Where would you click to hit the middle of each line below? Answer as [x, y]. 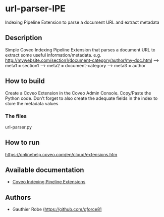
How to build [25, 81]
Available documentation [45, 170]
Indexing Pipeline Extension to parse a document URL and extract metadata [82, 22]
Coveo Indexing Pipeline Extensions [49, 182]
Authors [18, 197]
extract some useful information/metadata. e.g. [53, 55]
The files [16, 116]
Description [24, 38]
